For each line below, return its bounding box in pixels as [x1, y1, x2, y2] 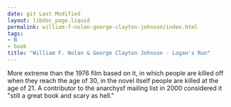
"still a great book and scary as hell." [7, 91, 115, 99]
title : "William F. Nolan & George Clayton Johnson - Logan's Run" [7, 50, 211, 57]
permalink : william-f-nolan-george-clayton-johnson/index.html [7, 23, 198, 30]
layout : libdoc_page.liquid [7, 17, 91, 24]
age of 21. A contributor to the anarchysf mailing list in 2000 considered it [7, 84, 222, 92]
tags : [7, 30, 23, 37]
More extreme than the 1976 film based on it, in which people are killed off [7, 68, 224, 77]
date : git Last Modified [7, 10, 81, 18]
